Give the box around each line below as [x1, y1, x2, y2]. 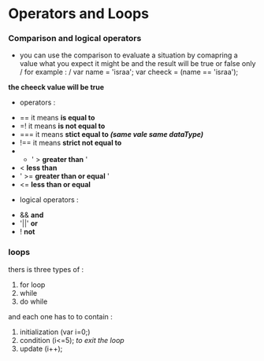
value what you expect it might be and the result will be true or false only [19, 59, 256, 68]
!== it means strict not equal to [19, 138, 122, 148]
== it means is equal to [19, 113, 95, 123]
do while [19, 297, 48, 306]
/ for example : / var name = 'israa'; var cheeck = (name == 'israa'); [19, 68, 239, 77]
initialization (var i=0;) [19, 327, 91, 337]
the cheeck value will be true [8, 83, 105, 92]
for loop [19, 280, 46, 289]
